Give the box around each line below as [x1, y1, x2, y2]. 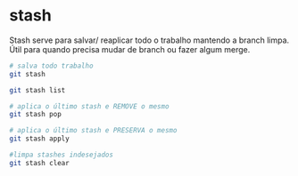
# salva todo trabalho [9, 61, 94, 70]
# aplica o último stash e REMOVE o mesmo [9, 101, 170, 111]
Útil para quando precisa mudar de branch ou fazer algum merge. [9, 44, 251, 54]
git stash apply [9, 134, 70, 143]
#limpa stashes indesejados [9, 150, 114, 160]
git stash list [9, 85, 66, 94]
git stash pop [9, 110, 62, 119]
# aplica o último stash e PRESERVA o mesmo [9, 126, 178, 135]
